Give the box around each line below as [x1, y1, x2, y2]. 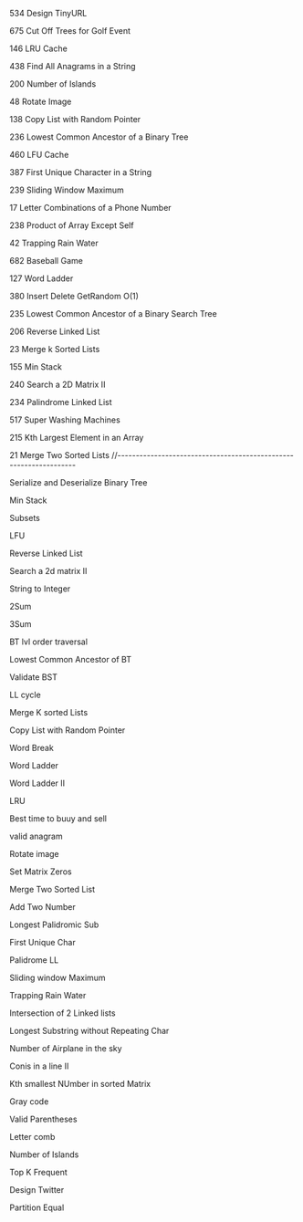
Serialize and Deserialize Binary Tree [9, 477, 148, 487]
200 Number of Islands [9, 78, 97, 89]
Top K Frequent [9, 1167, 68, 1177]
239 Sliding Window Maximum [9, 184, 125, 195]
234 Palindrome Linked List [9, 397, 112, 407]
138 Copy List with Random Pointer [9, 114, 141, 124]
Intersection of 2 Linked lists [9, 1008, 116, 1018]
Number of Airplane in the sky [9, 1043, 122, 1053]
